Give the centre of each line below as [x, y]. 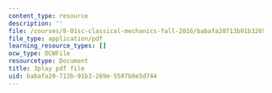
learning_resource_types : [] [57, 46]
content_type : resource [49, 16]
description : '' [36, 23]
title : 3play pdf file [47, 69]
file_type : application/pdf [56, 38]
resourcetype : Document [49, 61]
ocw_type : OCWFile [39, 53]
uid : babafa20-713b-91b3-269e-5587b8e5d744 [83, 76]
